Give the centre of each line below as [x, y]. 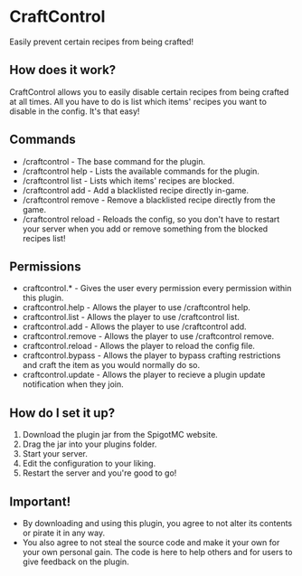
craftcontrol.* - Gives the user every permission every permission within [157, 288]
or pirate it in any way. [64, 533]
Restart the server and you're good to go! [99, 473]
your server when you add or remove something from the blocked [145, 229]
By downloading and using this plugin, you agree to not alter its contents [157, 523]
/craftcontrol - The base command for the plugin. [114, 161]
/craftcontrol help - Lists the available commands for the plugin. [141, 171]
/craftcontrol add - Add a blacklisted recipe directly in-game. [136, 190]
